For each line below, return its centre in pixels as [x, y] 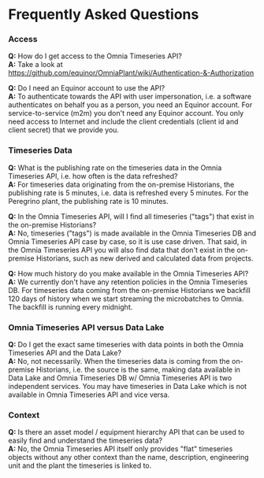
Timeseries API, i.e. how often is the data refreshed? [93, 176]
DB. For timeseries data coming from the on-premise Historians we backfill [129, 290]
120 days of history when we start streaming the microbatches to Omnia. [126, 298]
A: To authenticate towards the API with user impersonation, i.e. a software [130, 97]
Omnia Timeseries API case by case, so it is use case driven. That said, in [128, 241]
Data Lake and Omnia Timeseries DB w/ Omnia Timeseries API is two [120, 378]
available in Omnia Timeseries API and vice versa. [89, 395]
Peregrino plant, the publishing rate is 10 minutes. [88, 201]
